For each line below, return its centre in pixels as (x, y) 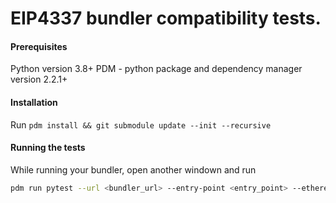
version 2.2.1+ (39, 79)
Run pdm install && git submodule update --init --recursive (141, 124)
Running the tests (48, 148)
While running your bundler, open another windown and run (133, 169)
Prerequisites (39, 46)
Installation (34, 102)
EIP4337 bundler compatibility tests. (166, 18)
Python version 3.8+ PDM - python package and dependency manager (156, 69)
